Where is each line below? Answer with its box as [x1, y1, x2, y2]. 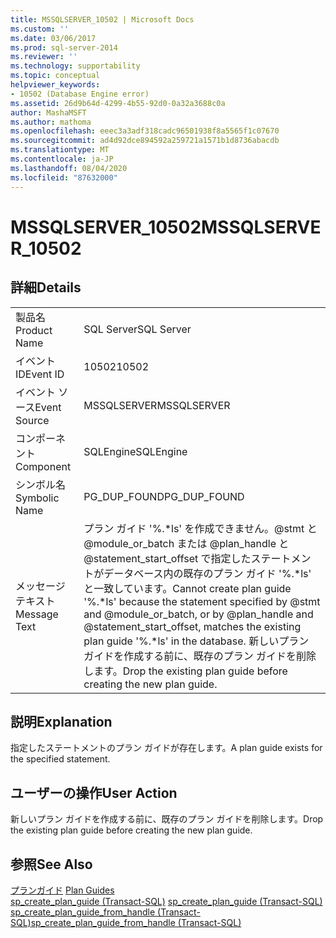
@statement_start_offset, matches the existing [83, 619, 302, 633]
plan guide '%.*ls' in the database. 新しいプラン [83, 634, 310, 648]
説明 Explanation [10, 713, 113, 730]
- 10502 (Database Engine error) [10, 89, 150, 99]
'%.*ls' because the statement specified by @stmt [83, 594, 321, 608]
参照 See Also [10, 856, 93, 873]
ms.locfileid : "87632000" [10, 172, 118, 183]
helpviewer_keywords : [10, 80, 101, 90]
